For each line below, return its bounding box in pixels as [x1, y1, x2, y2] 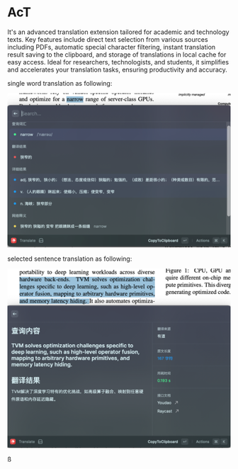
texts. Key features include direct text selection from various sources [7, 35, 208, 43]
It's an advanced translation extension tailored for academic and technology [7, 28, 229, 36]
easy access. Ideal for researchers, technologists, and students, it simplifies [7, 57, 229, 66]
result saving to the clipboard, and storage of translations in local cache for [7, 50, 227, 59]
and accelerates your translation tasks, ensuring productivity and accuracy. [7, 65, 228, 74]
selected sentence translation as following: [7, 254, 132, 263]
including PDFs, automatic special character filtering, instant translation [7, 43, 216, 51]
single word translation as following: [7, 79, 113, 87]
